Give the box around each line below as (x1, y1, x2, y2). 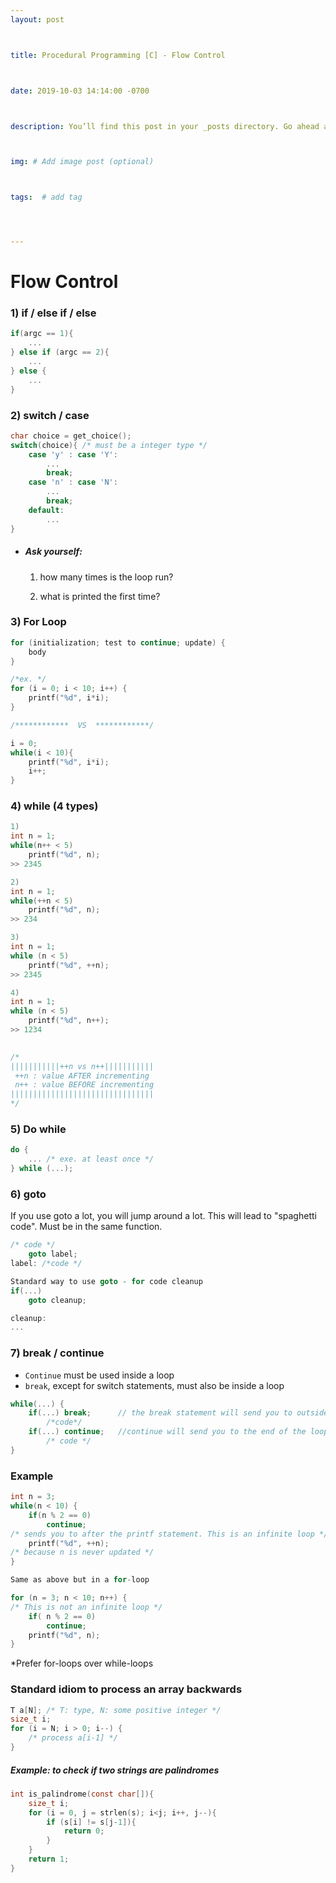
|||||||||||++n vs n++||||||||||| (10, 1061, 155, 1071)
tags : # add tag (10, 192, 83, 203)
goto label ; (28, 1249, 78, 1260)
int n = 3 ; (10, 1492, 56, 1502)
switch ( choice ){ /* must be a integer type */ (10, 440, 208, 450)
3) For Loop (10, 615, 67, 629)
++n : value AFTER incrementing (14, 1071, 150, 1081)
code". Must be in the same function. (10, 1221, 163, 1233)
